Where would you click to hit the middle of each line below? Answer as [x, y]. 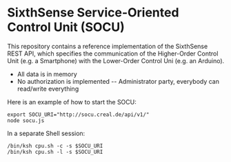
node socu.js [26, 120]
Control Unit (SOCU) [66, 27]
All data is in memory [47, 74]
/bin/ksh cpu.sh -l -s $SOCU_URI [55, 152]
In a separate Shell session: [46, 133]
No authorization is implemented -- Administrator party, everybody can [118, 81]
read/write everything [48, 89]
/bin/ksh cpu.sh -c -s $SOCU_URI [55, 146]
